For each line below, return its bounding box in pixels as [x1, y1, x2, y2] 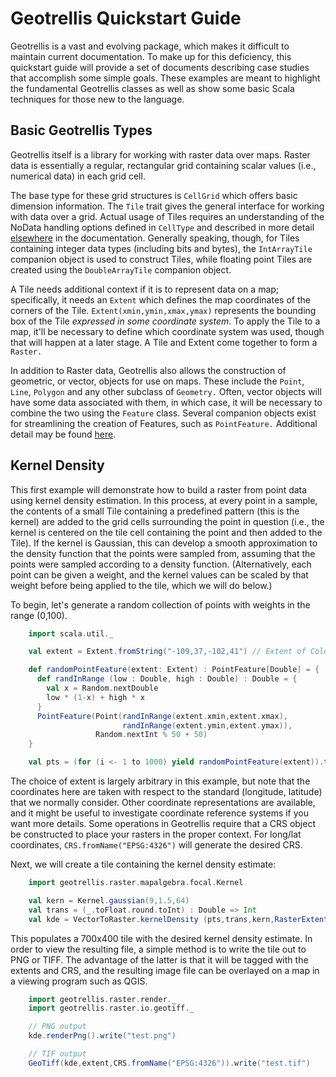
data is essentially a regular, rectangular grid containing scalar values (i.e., [10, 159, 317, 171]
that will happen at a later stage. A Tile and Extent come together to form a [10, 336, 318, 348]
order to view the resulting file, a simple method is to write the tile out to [10, 943, 307, 955]
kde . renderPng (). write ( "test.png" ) [28, 1031, 177, 1041]
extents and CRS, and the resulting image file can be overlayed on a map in [10, 964, 320, 976]
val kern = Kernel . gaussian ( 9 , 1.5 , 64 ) [28, 895, 190, 906]
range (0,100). [10, 609, 68, 621]
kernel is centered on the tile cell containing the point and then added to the [10, 526, 323, 538]
